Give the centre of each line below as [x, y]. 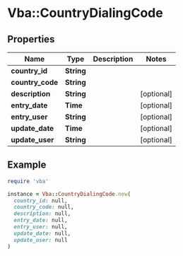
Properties [31, 39]
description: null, [42, 214]
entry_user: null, [41, 227]
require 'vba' [28, 181]
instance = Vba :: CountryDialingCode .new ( [69, 194]
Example [27, 165]
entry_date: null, [41, 221]
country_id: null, [41, 200]
